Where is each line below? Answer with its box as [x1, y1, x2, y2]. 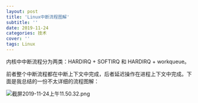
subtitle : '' [6, 19, 38, 25]
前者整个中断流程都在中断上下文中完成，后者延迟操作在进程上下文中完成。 [6, 70, 187, 77]
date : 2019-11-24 [6, 25, 49, 31]
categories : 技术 [6, 30, 47, 36]
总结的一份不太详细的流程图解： [21, 77, 99, 85]
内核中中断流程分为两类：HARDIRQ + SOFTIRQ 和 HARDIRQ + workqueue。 [6, 58, 190, 65]
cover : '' [6, 36, 31, 42]
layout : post [6, 8, 38, 15]
